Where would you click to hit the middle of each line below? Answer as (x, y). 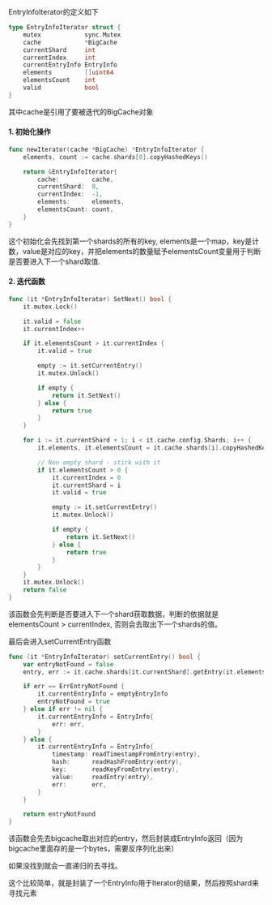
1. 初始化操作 (30, 131)
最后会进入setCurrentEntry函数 (60, 641)
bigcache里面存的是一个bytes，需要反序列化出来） (93, 849)
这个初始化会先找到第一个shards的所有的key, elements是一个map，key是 (130, 241)
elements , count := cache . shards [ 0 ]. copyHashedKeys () (115, 157)
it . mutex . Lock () (51, 307)
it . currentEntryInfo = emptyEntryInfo (103, 694)
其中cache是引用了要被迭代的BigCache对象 (81, 111)
